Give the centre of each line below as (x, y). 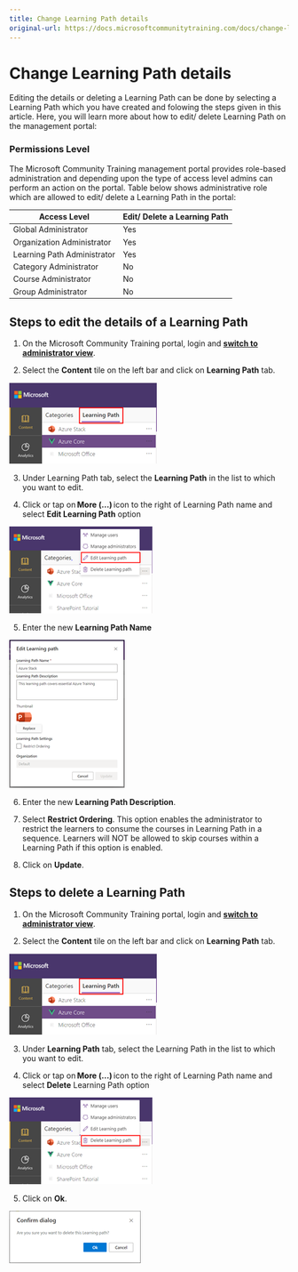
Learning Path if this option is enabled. (92, 848)
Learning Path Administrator (64, 254)
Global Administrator (51, 229)
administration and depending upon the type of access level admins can (141, 178)
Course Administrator (52, 279)
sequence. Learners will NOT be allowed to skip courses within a (140, 838)
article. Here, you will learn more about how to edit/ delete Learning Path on (148, 117)
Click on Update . (53, 865)
